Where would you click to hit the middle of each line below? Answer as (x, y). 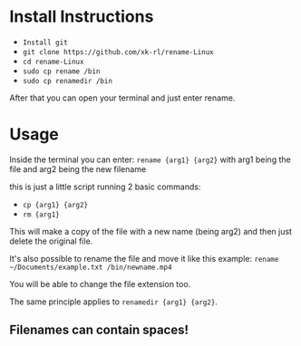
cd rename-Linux (53, 62)
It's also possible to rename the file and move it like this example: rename (144, 258)
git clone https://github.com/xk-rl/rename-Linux (118, 52)
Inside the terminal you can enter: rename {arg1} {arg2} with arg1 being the (150, 159)
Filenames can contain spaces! (99, 330)
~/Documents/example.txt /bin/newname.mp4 (91, 267)
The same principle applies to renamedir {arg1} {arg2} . (113, 302)
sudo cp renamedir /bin (68, 81)
